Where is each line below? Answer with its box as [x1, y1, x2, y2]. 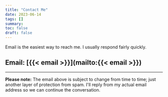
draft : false [5, 30, 32, 35]
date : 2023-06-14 [5, 12, 41, 17]
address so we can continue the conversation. [5, 87, 100, 93]
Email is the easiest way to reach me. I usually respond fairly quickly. [5, 44, 146, 50]
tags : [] [5, 16, 23, 21]
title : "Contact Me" [5, 7, 48, 12]
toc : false [5, 26, 28, 31]
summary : [5, 21, 23, 26]
